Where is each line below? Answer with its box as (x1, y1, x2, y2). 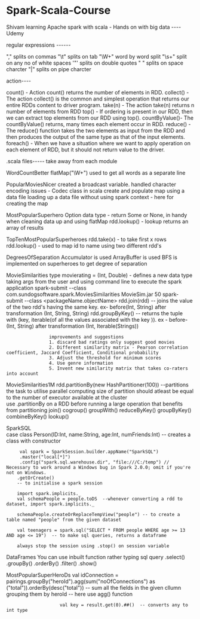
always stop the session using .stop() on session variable (17, 542, 170, 549)
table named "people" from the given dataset (6, 517, 121, 523)
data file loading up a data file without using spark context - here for (6, 193, 174, 200)
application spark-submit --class (6, 284, 87, 291)
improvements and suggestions (48, 334, 124, 340)
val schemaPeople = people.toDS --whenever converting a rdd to (17, 496, 183, 502)
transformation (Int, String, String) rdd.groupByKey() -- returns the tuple (6, 309, 183, 317)
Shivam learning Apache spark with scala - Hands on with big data (6, 23, 170, 31)
